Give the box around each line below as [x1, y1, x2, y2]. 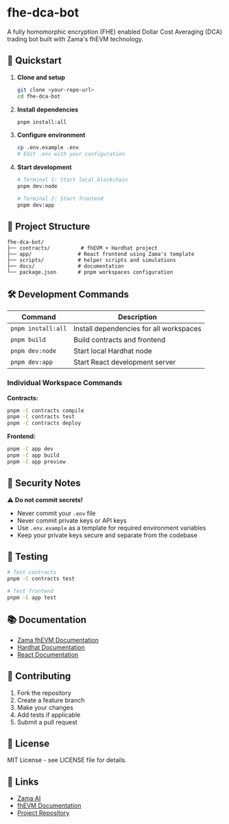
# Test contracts [7, 569, 57, 576]
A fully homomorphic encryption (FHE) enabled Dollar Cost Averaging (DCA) [7, 28, 223, 36]
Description [117, 312, 158, 322]
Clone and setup [16, 73, 65, 81]
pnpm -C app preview [7, 458, 67, 465]
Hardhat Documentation [16, 643, 85, 651]
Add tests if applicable [16, 711, 81, 719]
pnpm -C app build [7, 452, 60, 459]
